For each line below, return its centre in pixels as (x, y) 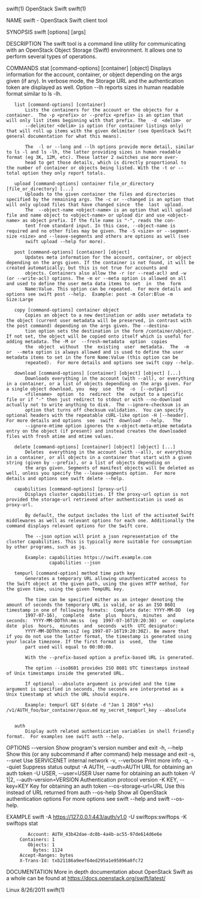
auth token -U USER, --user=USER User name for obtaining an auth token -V (101, 773)
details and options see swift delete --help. (65, 478)
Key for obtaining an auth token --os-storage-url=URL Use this (107, 786)
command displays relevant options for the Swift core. (77, 526)
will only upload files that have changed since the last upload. (95, 205)
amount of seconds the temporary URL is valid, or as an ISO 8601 (91, 605)
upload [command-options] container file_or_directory (84, 184)
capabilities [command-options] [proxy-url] (71, 489)
